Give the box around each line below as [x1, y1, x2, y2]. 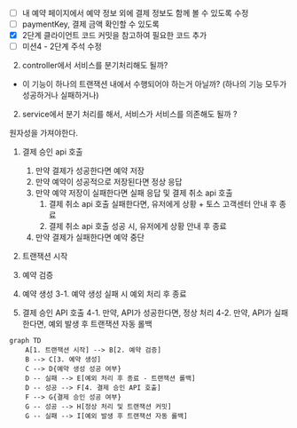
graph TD [9, 337, 42, 345]
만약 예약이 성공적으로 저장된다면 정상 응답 [35, 177, 184, 187]
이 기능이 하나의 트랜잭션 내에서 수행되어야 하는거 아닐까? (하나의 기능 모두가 [21, 79, 287, 90]
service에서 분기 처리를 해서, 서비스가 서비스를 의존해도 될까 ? [21, 109, 238, 120]
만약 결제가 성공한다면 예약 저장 [35, 165, 145, 176]
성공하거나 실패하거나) [21, 90, 99, 100]
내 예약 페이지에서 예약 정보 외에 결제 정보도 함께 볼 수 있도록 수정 [21, 8, 249, 18]
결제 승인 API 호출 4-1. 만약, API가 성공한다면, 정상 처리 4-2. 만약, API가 [21, 307, 272, 318]
